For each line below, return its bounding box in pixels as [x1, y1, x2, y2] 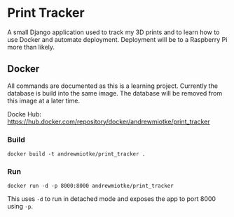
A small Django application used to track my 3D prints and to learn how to [7, 28, 220, 36]
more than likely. [7, 43, 55, 51]
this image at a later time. [7, 96, 81, 105]
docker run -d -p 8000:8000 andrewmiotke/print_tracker [7, 183, 174, 190]
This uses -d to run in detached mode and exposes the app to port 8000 [7, 195, 216, 203]
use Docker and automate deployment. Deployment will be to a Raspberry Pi [7, 35, 228, 43]
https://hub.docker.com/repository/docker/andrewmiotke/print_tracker [7, 117, 210, 126]
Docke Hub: [7, 110, 42, 118]
